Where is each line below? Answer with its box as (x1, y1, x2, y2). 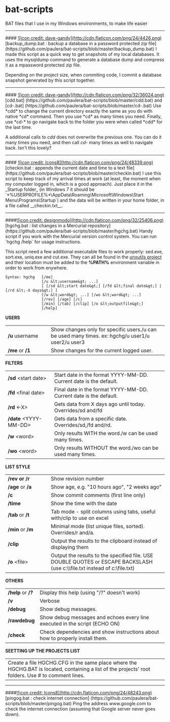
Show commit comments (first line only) (51, 491, 146, 499)
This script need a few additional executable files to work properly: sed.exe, (5, 248, 163, 254)
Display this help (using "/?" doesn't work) (39, 589, 140, 596)
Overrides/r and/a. (51, 529, 95, 536)
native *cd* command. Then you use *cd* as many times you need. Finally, (5, 113, 162, 119)
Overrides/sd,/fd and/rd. (54, 421, 112, 429)
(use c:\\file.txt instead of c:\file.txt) (51, 565, 135, 572)
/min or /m (8, 526, 34, 533)
